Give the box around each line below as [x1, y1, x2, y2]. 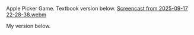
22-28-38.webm [6, 11, 46, 18]
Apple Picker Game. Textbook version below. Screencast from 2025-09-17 [6, 5, 188, 12]
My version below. [6, 23, 51, 29]
